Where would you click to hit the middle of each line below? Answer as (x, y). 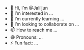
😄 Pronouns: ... (26, 37)
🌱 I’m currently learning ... (37, 19)
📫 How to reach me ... (34, 30)
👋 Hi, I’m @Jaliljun (29, 8)
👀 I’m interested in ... (32, 13)
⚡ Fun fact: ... (24, 43)
